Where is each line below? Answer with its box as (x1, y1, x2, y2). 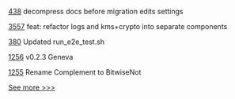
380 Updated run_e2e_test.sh (8, 37, 105, 46)
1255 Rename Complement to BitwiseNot (8, 68, 142, 77)
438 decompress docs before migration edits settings (8, 7, 184, 16)
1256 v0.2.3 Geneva (8, 53, 74, 61)
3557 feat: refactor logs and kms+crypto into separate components (8, 22, 228, 31)
